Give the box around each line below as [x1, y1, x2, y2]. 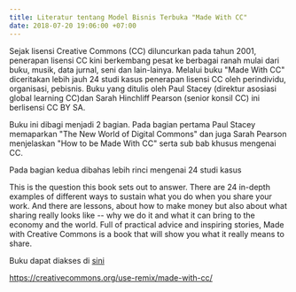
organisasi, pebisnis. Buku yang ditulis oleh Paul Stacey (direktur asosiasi [9, 83, 277, 94]
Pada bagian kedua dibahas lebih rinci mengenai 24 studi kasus [9, 165, 242, 175]
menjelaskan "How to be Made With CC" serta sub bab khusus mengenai [9, 138, 277, 149]
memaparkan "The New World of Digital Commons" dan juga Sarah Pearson [9, 128, 287, 139]
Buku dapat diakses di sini [9, 255, 105, 265]
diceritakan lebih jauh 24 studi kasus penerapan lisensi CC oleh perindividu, [9, 73, 286, 84]
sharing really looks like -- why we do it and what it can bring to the [9, 210, 255, 220]
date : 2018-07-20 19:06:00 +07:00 [9, 21, 137, 30]
